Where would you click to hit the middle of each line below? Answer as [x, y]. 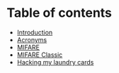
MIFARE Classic [40, 55]
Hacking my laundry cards [55, 62]
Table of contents [59, 13]
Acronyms [32, 39]
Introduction [35, 32]
